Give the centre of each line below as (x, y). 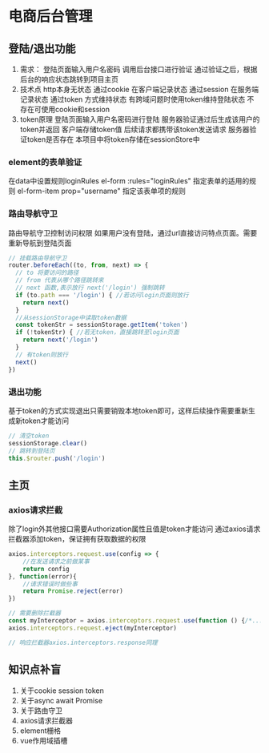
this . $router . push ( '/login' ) (57, 458)
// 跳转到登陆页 (32, 451)
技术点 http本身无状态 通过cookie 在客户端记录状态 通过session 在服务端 (139, 89)
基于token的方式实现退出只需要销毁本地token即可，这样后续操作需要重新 (128, 410)
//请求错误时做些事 (50, 584)
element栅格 (40, 731)
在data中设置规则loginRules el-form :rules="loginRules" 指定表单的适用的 (129, 181)
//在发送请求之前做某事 (56, 562)
